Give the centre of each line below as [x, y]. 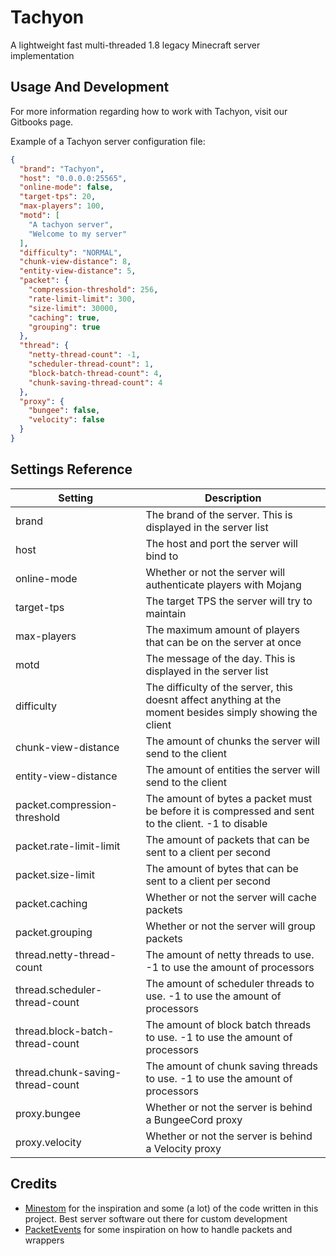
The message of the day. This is [220, 658]
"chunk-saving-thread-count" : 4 [95, 382]
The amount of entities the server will [233, 769]
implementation [42, 55]
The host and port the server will [221, 543]
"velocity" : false [66, 420]
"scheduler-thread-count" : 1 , [91, 364]
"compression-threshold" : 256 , [93, 290]
